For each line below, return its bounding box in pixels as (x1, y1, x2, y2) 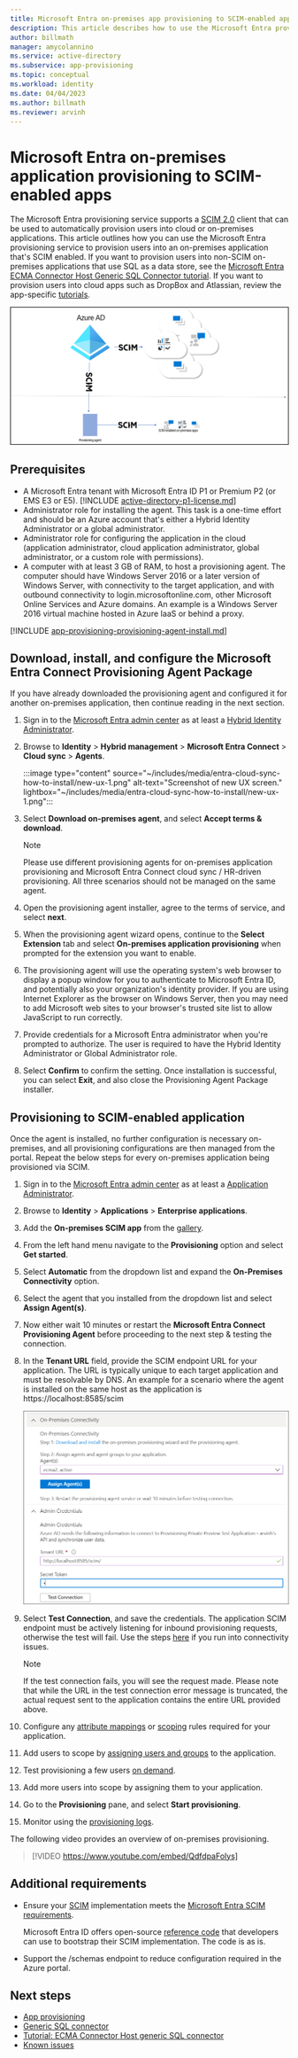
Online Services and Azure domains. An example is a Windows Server (22, 598, 278, 609)
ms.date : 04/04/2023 (10, 89, 87, 97)
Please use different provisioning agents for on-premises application (22, 857, 273, 868)
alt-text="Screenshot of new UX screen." (133, 777, 282, 788)
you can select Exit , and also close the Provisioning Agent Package (22, 1075, 269, 1086)
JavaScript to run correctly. (22, 1012, 123, 1023)
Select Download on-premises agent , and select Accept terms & (22, 814, 263, 824)
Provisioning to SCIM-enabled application (10, 1110, 246, 1125)
